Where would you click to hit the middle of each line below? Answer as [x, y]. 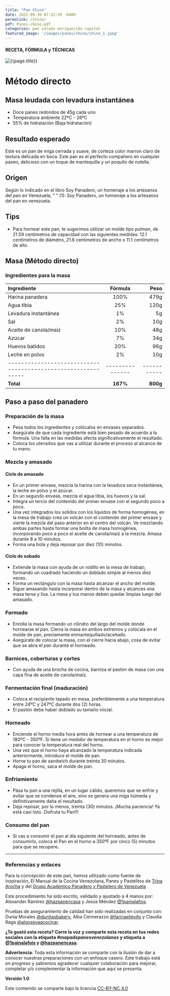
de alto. [20, 245]
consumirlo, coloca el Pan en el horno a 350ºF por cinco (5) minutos [84, 841]
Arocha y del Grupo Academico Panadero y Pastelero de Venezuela [76, 887]
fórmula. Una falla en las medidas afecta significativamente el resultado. [88, 438]
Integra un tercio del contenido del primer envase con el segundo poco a [89, 502]
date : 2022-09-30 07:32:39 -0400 [40, 15]
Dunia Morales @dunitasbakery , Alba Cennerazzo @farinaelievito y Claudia [83, 917]
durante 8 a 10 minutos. [37, 539]
